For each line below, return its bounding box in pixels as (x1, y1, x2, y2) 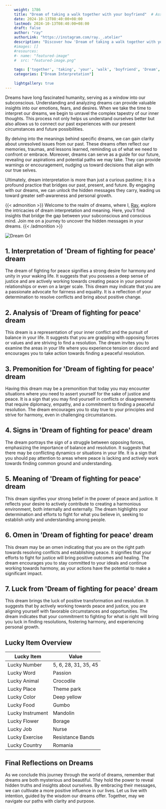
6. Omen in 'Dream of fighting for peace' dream (5, 531, 154, 539)
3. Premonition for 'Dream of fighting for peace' (5, 365, 155, 373)
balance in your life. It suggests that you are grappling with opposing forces (5, 334, 159, 340)
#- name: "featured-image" (14, 53, 70, 58)
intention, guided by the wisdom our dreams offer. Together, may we (5, 793, 145, 799)
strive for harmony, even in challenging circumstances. (5, 412, 117, 418)
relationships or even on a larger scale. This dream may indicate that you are (5, 284, 161, 289)
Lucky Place (7, 686, 36, 693)
